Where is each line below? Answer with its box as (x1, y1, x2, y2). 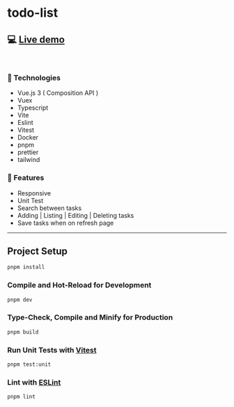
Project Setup (7, 245, 68, 257)
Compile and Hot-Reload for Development (7, 281, 152, 290)
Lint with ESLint (7, 377, 61, 387)
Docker (17, 133, 39, 142)
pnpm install (7, 264, 45, 271)
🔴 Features (7, 173, 45, 183)
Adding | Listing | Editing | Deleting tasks (17, 211, 134, 219)
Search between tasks (17, 204, 82, 212)
